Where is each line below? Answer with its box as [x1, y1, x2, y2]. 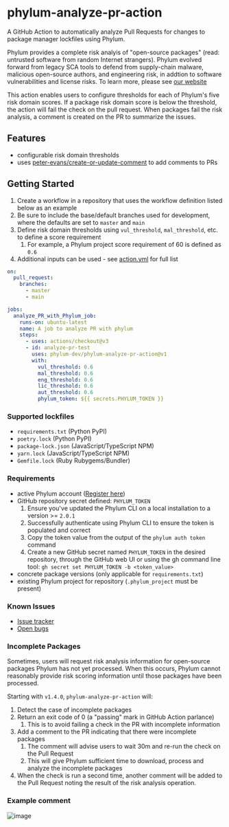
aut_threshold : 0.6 [37, 389, 94, 396]
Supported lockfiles [7, 411, 75, 421]
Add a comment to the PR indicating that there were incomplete [16, 727, 197, 736]
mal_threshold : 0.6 [37, 370, 94, 377]
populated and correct [27, 526, 91, 534]
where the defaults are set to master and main [16, 218, 145, 226]
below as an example [16, 203, 77, 212]
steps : [19, 331, 38, 338]
